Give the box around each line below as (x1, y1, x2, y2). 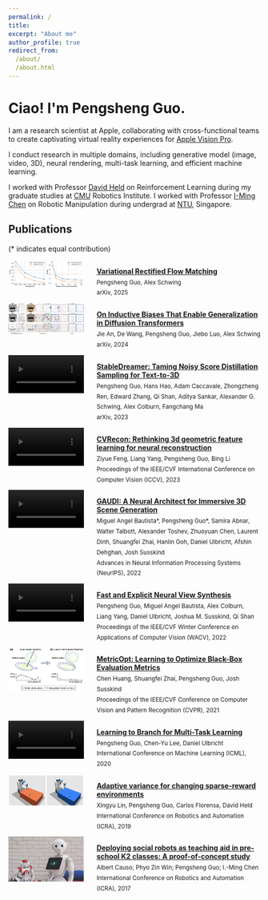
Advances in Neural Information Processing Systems (96, 559, 242, 567)
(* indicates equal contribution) (8, 244, 111, 253)
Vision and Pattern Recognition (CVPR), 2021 (96, 706, 220, 714)
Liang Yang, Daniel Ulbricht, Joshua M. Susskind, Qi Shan (96, 612, 254, 620)
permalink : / (8, 13, 52, 21)
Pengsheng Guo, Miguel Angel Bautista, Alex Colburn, (96, 602, 245, 610)
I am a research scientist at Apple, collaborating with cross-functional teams (8, 125, 260, 135)
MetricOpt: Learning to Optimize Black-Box (96, 654, 242, 664)
